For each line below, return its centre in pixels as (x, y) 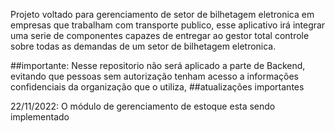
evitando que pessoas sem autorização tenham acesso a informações (155, 76)
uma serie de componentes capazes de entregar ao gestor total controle (160, 35)
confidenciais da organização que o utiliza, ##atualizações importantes (157, 87)
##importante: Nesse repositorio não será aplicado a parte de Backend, (158, 65)
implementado (40, 117)
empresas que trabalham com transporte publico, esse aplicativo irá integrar (168, 25)
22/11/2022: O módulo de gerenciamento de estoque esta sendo (143, 106)
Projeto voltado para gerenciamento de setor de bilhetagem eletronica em (162, 14)
